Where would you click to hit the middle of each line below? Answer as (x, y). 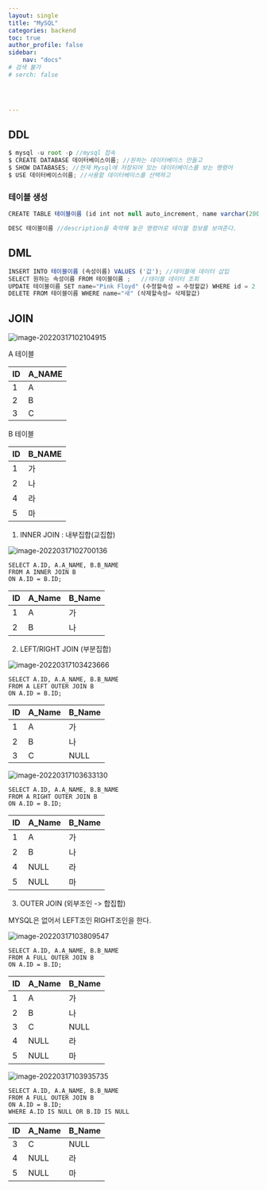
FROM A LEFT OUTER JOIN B (51, 687)
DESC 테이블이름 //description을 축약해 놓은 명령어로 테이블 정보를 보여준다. (122, 229)
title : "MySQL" (33, 23)
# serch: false (33, 75)
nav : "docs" (42, 60)
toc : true (25, 38)
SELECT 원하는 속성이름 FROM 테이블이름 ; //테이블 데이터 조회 (104, 279)
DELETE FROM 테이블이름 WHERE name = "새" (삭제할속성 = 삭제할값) (104, 294)
